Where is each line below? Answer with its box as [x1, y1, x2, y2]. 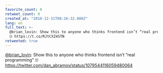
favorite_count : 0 [5, 7, 42, 12]
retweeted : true [5, 39, 38, 44]
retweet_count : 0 [5, 12, 40, 16]
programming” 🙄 [5, 57, 39, 63]
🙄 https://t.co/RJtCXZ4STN [9, 34, 65, 39]
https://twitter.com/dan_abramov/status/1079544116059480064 [5, 62, 133, 68]
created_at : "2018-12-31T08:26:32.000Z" [5, 16, 88, 21]
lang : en [5, 20, 23, 26]
